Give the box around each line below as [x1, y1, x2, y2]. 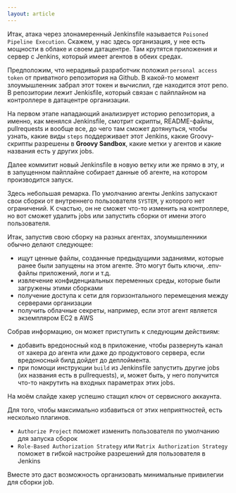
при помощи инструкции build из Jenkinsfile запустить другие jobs [17, 363, 220, 372]
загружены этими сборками [17, 283, 104, 292]
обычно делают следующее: [7, 240, 94, 249]
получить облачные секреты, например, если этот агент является [17, 306, 218, 314]
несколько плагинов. [7, 413, 70, 421]
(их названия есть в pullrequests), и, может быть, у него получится [17, 370, 219, 379]
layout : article [7, 10, 55, 18]
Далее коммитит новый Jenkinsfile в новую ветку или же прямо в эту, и [7, 160, 225, 169]
